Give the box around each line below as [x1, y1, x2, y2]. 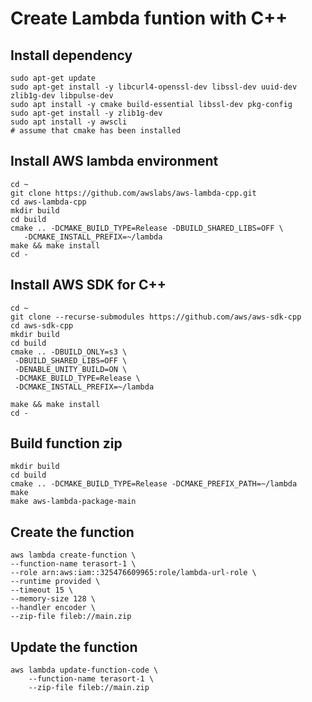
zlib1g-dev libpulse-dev [10, 91, 114, 101]
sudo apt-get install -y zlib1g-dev [10, 108, 163, 118]
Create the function [10, 523, 135, 541]
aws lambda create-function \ [10, 550, 137, 561]
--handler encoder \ [10, 603, 97, 613]
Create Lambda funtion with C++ [10, 7, 288, 30]
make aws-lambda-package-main [10, 497, 137, 507]
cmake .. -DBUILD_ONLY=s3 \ [10, 347, 128, 357]
